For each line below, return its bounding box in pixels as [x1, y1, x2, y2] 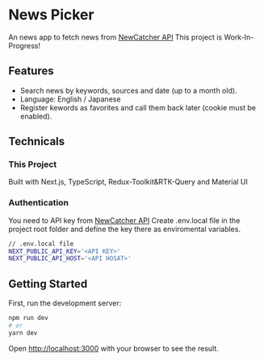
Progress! [8, 40, 40, 50]
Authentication [8, 197, 69, 209]
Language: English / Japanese [19, 94, 121, 104]
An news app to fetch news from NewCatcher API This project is [8, 32, 223, 42]
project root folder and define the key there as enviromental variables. [8, 224, 241, 234]
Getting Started [8, 276, 88, 291]
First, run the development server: [8, 298, 122, 308]
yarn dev [8, 329, 38, 337]
